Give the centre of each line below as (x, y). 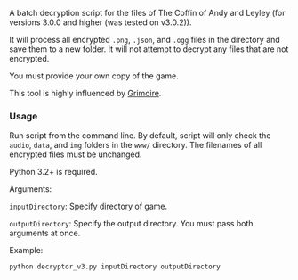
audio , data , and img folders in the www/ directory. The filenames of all (136, 145)
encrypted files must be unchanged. (76, 154)
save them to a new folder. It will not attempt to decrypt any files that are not (149, 49)
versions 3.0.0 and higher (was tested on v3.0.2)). (101, 22)
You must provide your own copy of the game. (94, 76)
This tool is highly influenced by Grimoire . (85, 93)
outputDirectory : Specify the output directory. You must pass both (131, 224)
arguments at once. (45, 233)
